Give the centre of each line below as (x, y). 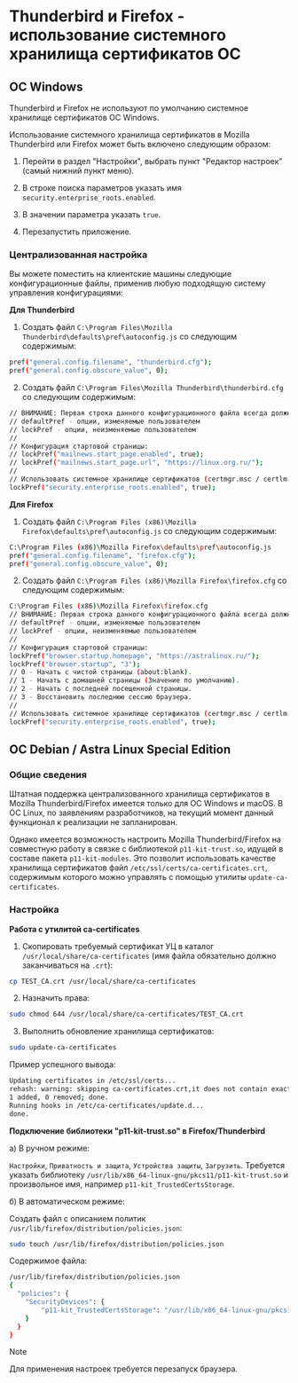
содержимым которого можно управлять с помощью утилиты (128, 877)
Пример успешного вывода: (63, 1065)
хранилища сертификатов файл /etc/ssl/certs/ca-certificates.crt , (138, 868)
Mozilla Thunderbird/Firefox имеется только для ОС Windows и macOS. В (146, 804)
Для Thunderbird (42, 310)
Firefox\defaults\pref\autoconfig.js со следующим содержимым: (149, 530)
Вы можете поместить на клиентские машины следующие (121, 274)
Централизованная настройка (78, 255)
